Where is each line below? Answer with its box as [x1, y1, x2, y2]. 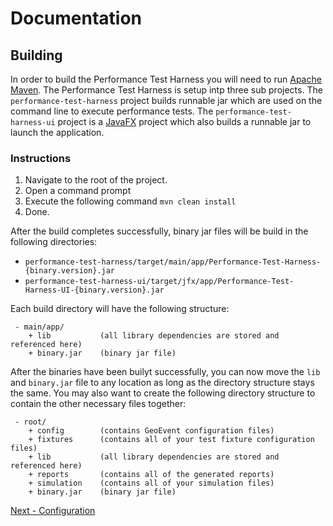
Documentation [10, 7, 143, 30]
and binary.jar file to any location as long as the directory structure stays [10, 377, 315, 389]
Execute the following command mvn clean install [24, 195, 237, 207]
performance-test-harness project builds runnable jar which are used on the [10, 95, 323, 106]
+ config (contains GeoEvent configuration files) [28, 426, 275, 436]
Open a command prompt [24, 185, 132, 197]
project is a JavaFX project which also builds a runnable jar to [57, 116, 312, 127]
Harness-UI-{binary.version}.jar [24, 285, 165, 296]
